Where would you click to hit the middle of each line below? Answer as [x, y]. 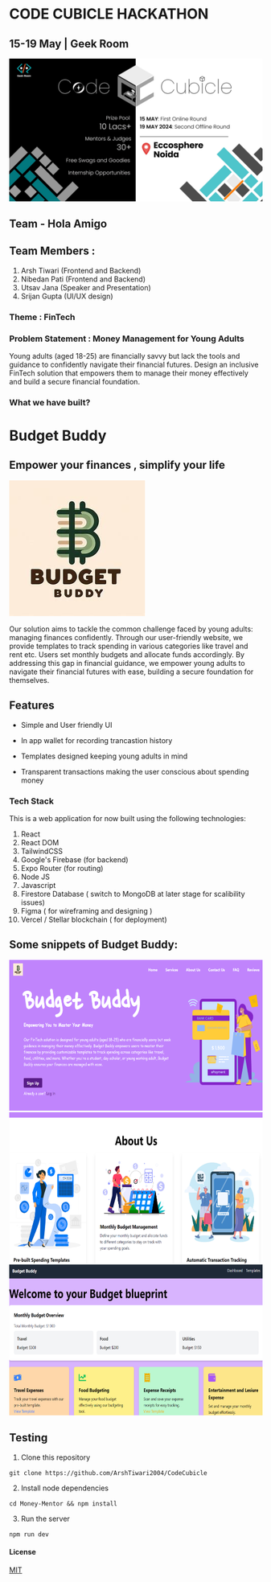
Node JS [35, 877]
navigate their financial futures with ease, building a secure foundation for [131, 672]
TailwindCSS [42, 851]
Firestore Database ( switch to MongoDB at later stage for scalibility [133, 894]
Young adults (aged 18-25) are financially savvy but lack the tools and [125, 355]
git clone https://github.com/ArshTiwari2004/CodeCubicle [108, 1473]
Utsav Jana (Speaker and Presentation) [86, 287]
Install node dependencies [65, 1488]
